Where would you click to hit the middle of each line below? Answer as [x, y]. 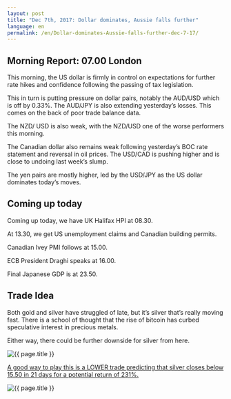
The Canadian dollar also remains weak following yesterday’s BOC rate [108, 147]
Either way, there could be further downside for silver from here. [98, 340]
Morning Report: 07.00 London [75, 60]
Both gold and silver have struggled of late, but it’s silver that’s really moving [115, 312]
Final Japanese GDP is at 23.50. [52, 274]
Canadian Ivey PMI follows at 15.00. [58, 247]
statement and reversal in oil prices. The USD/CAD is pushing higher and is [113, 154]
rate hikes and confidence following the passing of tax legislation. [100, 85]
